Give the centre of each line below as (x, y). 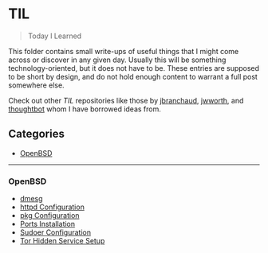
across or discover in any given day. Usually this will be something (117, 60)
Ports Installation (47, 224)
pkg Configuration (49, 216)
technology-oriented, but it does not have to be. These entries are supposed (134, 68)
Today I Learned (55, 36)
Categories (37, 134)
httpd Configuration (52, 207)
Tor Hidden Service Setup (62, 241)
